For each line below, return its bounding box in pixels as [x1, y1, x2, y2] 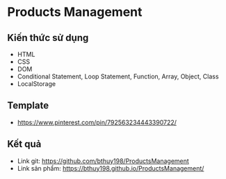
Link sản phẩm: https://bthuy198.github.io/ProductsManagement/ [17, 164, 204, 172]
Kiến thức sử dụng [7, 32, 89, 44]
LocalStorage [17, 80, 56, 87]
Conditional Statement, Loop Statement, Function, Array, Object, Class [17, 72, 219, 80]
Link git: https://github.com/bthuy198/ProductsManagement [17, 157, 189, 165]
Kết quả [7, 138, 42, 150]
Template [7, 100, 49, 112]
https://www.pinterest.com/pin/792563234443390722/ [17, 118, 177, 126]
